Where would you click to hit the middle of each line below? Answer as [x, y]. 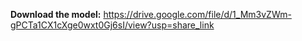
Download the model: [56, 14]
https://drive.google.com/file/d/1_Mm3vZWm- [197, 14]
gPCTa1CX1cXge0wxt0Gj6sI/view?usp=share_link [112, 25]
